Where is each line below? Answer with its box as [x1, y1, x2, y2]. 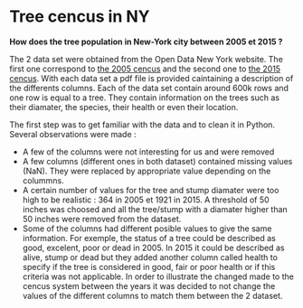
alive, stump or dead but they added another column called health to [22, 251, 279, 263]
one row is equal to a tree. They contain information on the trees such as [9, 92, 280, 103]
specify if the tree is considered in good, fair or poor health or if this [22, 261, 276, 272]
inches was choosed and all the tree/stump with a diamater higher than [22, 203, 288, 214]
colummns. [22, 174, 65, 186]
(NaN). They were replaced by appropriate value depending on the [22, 165, 271, 176]
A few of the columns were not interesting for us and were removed [22, 146, 275, 157]
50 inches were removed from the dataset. [22, 213, 182, 224]
